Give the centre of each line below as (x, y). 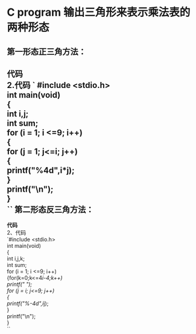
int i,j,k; (16, 259)
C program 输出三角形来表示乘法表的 (99, 12)
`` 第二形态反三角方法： (50, 210)
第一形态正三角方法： (46, 52)
